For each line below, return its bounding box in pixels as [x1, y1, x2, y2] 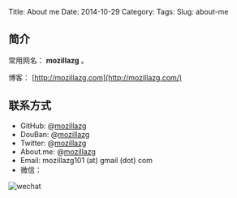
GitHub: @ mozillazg [19, 121, 87, 131]
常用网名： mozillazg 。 [8, 55, 89, 65]
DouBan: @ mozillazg [19, 129, 90, 139]
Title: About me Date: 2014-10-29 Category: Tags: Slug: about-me [8, 7, 229, 16]
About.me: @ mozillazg [19, 146, 96, 157]
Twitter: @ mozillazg [19, 138, 87, 148]
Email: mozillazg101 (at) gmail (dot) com [19, 155, 153, 165]
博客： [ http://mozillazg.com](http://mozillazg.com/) [8, 72, 183, 82]
